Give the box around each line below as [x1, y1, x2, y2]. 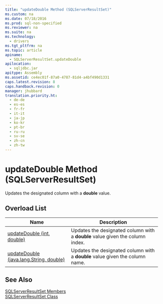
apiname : [5, 52, 23, 57]
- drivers [9, 39, 29, 44]
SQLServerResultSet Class [5, 294, 58, 300]
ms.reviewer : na [5, 25, 38, 30]
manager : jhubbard [5, 89, 42, 93]
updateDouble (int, [7, 230, 50, 236]
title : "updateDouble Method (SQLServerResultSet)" [5, 7, 112, 12]
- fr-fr [9, 107, 25, 112]
